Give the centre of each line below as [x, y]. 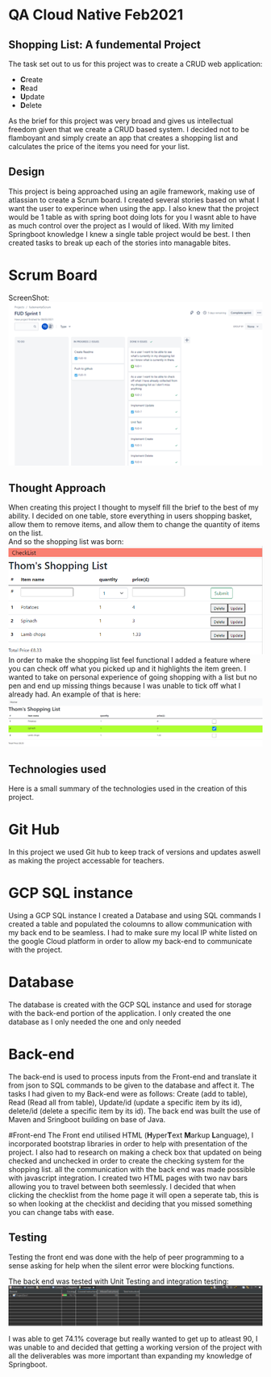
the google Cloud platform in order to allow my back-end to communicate [130, 941]
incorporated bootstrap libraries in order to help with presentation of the [128, 1143]
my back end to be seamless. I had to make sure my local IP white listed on [133, 932]
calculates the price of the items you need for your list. [99, 146]
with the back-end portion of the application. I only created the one [120, 1013]
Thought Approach [57, 488]
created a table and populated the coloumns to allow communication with [130, 924]
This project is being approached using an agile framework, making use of [132, 191]
